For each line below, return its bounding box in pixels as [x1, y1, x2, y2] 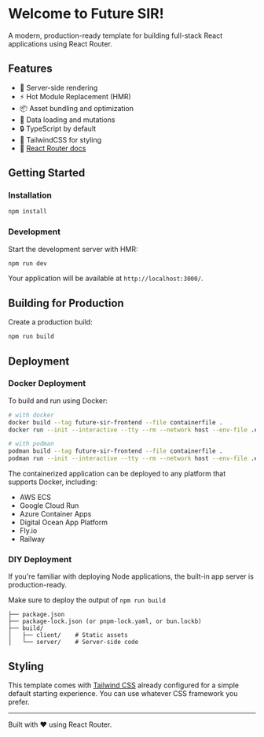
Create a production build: [8, 317, 93, 327]
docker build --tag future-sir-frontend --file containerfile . [8, 418, 223, 426]
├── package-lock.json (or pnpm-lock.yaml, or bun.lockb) [8, 617, 202, 626]
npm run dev [8, 259, 47, 268]
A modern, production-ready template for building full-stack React [8, 31, 223, 40]
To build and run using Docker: [8, 395, 108, 406]
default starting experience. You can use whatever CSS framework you [8, 689, 238, 698]
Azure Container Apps [19, 509, 92, 519]
